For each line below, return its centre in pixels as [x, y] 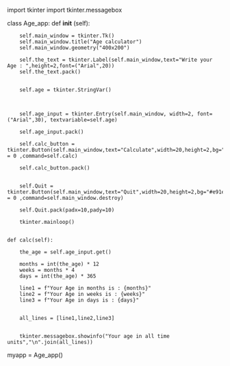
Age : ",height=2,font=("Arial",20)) [61, 66]
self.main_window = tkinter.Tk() [67, 36]
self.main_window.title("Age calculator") [81, 42]
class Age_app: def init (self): [49, 23]
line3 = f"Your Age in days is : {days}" [79, 300]
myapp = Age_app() [35, 355]
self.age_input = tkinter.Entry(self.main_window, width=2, [107, 114]
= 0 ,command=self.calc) [42, 156]
